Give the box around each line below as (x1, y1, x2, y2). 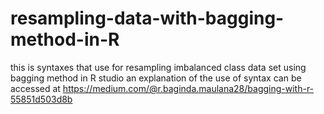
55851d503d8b (10, 93, 73, 105)
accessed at (10, 82, 61, 94)
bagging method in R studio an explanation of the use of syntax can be (10, 72, 302, 84)
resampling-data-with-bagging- (10, 7, 285, 30)
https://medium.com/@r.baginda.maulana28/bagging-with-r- (62, 82, 315, 94)
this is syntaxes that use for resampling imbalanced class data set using (10, 61, 307, 73)
